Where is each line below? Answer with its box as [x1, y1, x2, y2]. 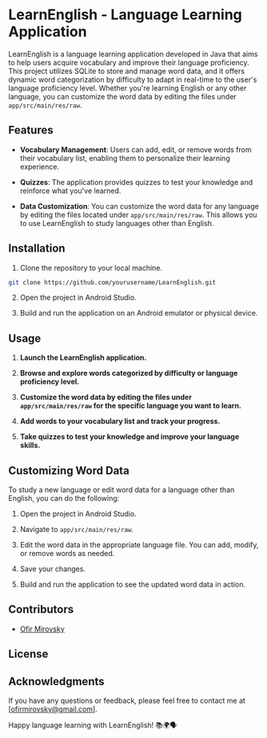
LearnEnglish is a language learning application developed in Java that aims [8, 49, 258, 58]
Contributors [8, 603, 74, 616]
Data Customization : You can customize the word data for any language [19, 201, 260, 211]
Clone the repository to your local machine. [19, 263, 162, 272]
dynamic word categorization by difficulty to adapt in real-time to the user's [8, 75, 257, 84]
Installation [8, 242, 66, 256]
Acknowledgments [8, 675, 106, 688]
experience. [19, 162, 60, 171]
